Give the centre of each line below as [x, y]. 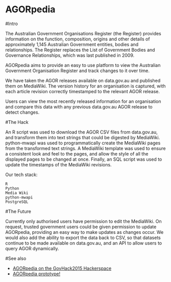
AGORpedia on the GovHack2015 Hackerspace [62, 268]
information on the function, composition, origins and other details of [78, 39]
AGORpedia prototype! [36, 274]
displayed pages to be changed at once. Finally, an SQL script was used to [84, 159]
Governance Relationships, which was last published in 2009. [70, 55]
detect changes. [22, 112]
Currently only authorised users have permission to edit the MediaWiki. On [83, 221]
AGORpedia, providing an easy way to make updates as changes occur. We [84, 232]
